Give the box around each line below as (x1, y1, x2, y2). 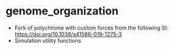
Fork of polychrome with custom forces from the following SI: (14, 24, 169, 31)
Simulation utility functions (14, 37, 82, 44)
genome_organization (5, 4, 119, 18)
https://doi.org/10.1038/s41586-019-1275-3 (14, 30, 122, 37)
